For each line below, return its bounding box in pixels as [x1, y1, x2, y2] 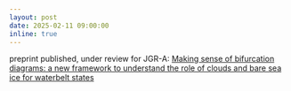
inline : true [9, 29, 58, 38]
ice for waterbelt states [9, 72, 95, 83]
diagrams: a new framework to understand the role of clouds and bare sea [9, 63, 282, 73]
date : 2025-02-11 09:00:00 [9, 21, 109, 30]
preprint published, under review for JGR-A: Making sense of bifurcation [9, 54, 275, 64]
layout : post [9, 12, 58, 22]
